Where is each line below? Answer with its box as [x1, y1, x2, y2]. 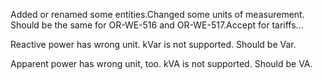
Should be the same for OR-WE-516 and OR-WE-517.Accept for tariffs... [10, 19, 304, 31]
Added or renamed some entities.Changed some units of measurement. [10, 9, 305, 20]
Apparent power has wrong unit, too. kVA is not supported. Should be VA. [10, 58, 313, 69]
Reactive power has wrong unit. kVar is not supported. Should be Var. [10, 39, 297, 50]
